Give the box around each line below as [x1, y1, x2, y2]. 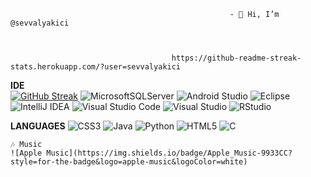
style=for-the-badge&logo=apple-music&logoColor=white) [10, 157, 248, 167]
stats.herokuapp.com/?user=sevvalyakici [10, 62, 182, 72]
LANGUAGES [10, 120, 66, 132]
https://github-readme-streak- [171, 53, 302, 63]
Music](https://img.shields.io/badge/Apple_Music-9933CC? [46, 148, 293, 158]
